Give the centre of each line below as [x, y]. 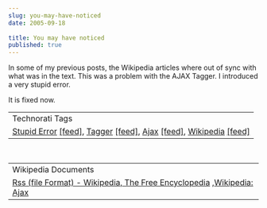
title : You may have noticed [56, 38]
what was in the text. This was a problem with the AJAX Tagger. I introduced [133, 76]
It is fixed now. [32, 100]
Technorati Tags [43, 118]
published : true [35, 45]
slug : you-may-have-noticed [55, 15]
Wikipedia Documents [53, 170]
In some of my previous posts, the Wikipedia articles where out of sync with [132, 67]
